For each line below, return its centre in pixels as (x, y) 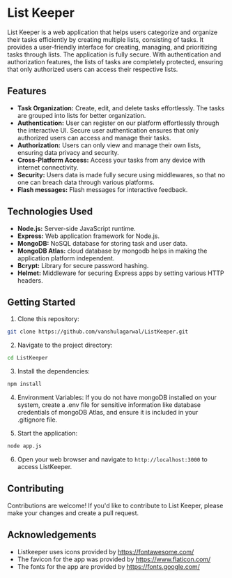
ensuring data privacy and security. (68, 152)
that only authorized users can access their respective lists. (93, 69)
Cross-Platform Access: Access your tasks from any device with (111, 160)
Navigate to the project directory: (65, 345)
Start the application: (47, 433)
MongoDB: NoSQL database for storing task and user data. (102, 243)
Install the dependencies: (54, 371)
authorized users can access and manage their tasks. (94, 138)
